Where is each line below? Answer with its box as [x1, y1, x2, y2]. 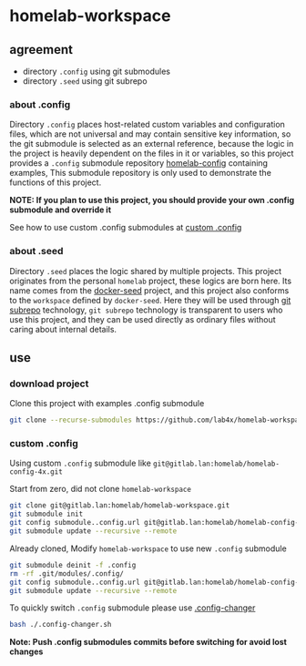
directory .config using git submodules [22, 66, 171, 77]
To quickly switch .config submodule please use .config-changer [9, 602, 256, 613]
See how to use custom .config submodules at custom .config [9, 222, 242, 233]
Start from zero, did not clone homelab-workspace [9, 484, 191, 495]
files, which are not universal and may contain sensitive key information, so [9, 128, 291, 139]
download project [9, 377, 89, 390]
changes [9, 646, 44, 657]
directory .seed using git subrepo [22, 76, 148, 87]
